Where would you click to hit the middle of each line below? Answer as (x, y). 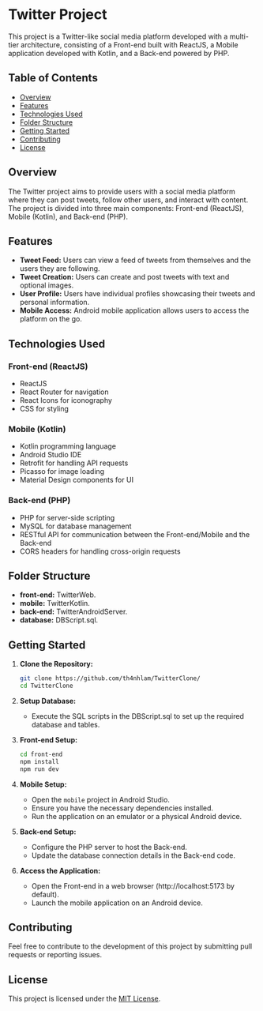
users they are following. (60, 269)
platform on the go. (51, 319)
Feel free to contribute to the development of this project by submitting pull (130, 946)
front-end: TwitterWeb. (58, 595)
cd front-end (41, 755)
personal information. (54, 303)
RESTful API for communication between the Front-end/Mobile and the (135, 534)
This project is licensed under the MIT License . (85, 999)
